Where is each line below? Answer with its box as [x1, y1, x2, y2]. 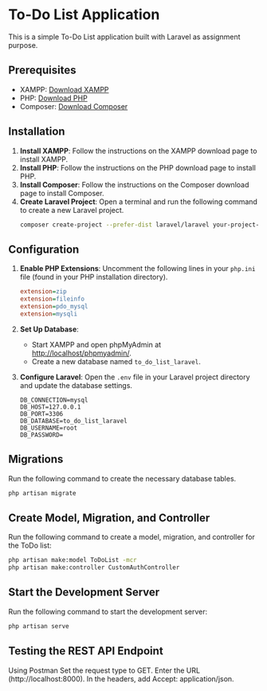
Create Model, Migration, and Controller [8, 511, 210, 524]
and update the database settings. [19, 380, 133, 390]
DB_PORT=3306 [19, 410, 64, 418]
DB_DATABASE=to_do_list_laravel [19, 417, 128, 425]
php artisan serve [8, 622, 69, 630]
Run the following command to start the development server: [8, 607, 208, 616]
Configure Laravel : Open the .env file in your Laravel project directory [19, 372, 250, 382]
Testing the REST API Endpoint [8, 644, 163, 658]
